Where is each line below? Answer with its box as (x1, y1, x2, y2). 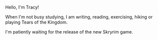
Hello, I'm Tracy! (5, 4, 39, 10)
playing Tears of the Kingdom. (5, 19, 68, 25)
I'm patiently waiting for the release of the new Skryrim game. (5, 29, 133, 34)
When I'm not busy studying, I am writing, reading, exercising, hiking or (5, 14, 153, 19)
